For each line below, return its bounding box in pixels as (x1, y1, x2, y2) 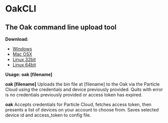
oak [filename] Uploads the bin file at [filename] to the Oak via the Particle (5, 81, 160, 87)
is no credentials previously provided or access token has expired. (5, 92, 143, 97)
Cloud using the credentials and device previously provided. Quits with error (5, 86, 163, 92)
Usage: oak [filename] (5, 71, 53, 77)
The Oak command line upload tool (5, 23, 117, 31)
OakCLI (5, 3, 37, 14)
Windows (12, 46, 32, 51)
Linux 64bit (12, 62, 36, 67)
